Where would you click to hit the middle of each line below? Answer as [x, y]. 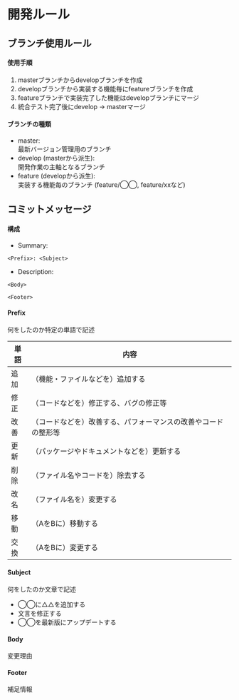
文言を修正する [39, 613]
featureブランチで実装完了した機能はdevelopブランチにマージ [108, 98]
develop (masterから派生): [56, 158]
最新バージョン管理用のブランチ [64, 149]
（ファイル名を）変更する [74, 499]
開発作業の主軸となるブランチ [61, 167]
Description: [36, 271]
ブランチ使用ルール [49, 43]
